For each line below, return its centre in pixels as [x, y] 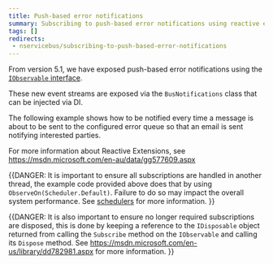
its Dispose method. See [48, 243]
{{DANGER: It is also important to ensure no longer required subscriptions [131, 217]
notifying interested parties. [55, 136]
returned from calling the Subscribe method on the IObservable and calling [133, 234]
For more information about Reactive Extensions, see [97, 151]
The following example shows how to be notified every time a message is [131, 118]
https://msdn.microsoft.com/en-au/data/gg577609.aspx [102, 160]
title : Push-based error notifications [76, 16]
